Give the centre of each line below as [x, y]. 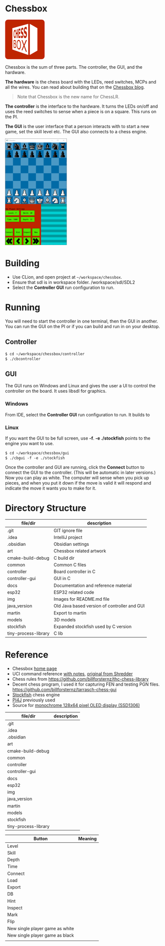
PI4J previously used [33, 700]
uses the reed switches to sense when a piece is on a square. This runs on [81, 111]
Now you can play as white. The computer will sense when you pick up [77, 478]
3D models [65, 619]
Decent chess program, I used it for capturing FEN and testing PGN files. [86, 684]
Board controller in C [75, 572]
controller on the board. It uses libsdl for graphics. [56, 391]
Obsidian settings [71, 544]
